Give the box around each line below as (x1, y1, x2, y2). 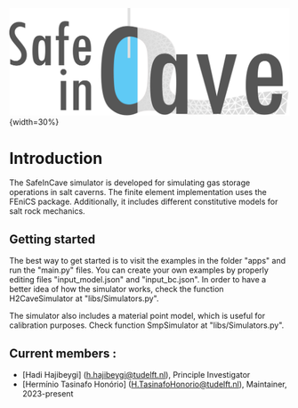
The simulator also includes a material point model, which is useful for (9, 311, 265, 322)
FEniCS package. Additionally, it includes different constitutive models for (9, 196, 278, 208)
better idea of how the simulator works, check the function (9, 284, 224, 295)
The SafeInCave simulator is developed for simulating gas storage (9, 177, 251, 188)
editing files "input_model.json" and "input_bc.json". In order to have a (9, 274, 267, 285)
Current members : (9, 346, 117, 361)
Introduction (9, 148, 103, 168)
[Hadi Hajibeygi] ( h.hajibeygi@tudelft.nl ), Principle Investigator (21, 369, 251, 379)
